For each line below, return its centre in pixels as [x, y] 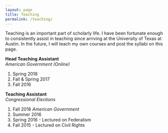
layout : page [19, 10]
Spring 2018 [25, 74]
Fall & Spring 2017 [31, 79]
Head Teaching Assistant [32, 59]
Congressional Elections [30, 99]
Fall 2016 [22, 84]
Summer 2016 [27, 114]
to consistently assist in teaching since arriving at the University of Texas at [83, 38]
